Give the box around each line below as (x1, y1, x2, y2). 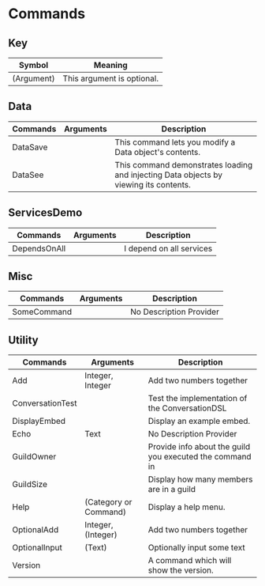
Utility (8, 333, 39, 346)
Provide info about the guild (147, 441, 251, 452)
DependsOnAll (12, 243, 66, 254)
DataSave (12, 142, 48, 153)
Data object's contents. (114, 146, 201, 157)
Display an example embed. (147, 416, 251, 427)
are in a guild (147, 484, 196, 495)
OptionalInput (12, 543, 63, 554)
